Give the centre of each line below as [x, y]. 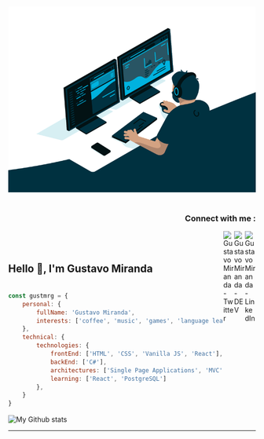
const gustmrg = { [38, 296]
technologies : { [63, 346]
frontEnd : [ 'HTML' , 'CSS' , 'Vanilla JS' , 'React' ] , [136, 354]
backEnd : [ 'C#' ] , [79, 362]
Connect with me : [220, 218]
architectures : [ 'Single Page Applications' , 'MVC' [136, 370]
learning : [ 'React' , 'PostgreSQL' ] [108, 379]
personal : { [42, 304]
